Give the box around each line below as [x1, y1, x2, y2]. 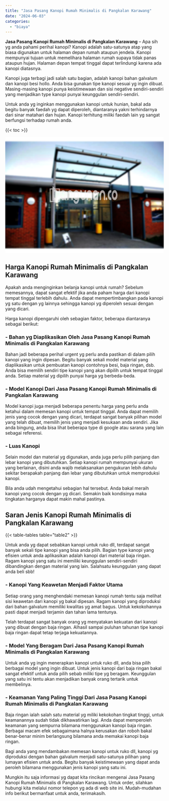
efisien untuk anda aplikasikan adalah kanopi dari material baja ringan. [5, 552, 151, 558]
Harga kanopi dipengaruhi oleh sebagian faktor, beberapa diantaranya [5, 315, 150, 321]
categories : [5, 19, 30, 24]
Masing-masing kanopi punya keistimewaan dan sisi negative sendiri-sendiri [5, 86, 164, 92]
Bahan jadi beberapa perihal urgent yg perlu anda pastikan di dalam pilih [5, 351, 155, 357]
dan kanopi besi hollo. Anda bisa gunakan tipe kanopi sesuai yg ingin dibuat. [5, 81, 163, 87]
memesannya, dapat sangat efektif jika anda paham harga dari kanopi [5, 290, 150, 296]
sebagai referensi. [5, 430, 43, 436]
